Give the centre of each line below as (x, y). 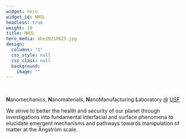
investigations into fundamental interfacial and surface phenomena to (90, 117)
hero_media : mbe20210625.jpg (42, 39)
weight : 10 (19, 28)
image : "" (29, 72)
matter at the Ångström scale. (42, 130)
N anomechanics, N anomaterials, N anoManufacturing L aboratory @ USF (93, 100)
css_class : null (31, 60)
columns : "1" (27, 50)
